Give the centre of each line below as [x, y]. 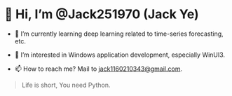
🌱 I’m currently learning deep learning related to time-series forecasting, [119, 34]
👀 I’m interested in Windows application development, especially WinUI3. [120, 55]
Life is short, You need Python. [66, 85]
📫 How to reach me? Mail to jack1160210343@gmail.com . [98, 69]
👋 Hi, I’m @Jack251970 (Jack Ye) [102, 14]
